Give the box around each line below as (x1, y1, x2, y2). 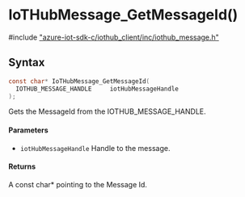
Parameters (8, 125, 49, 135)
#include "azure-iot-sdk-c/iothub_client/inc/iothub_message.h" (8, 32, 220, 42)
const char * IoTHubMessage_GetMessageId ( (8, 77, 150, 86)
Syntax (8, 56, 45, 69)
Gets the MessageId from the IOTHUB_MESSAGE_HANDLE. (8, 107, 206, 116)
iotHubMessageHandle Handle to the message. (19, 143, 171, 153)
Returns (8, 161, 36, 171)
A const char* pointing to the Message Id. (8, 179, 148, 189)
